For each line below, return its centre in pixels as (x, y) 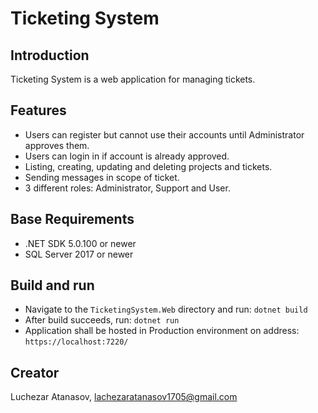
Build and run (52, 285)
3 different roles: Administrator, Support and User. (127, 188)
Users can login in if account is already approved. (127, 156)
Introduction (50, 55)
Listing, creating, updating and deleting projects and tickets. (148, 166)
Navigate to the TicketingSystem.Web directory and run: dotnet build (166, 309)
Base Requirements (72, 219)
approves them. (57, 145)
